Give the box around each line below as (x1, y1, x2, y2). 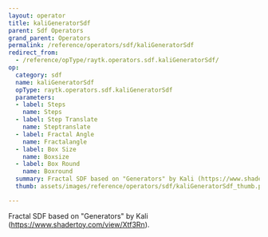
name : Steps (22, 109, 62, 117)
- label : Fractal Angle (15, 130, 94, 138)
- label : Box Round (15, 160, 81, 168)
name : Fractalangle (22, 137, 88, 146)
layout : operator (8, 11, 66, 20)
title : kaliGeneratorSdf (8, 19, 91, 27)
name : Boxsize (22, 152, 69, 160)
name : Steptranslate (22, 123, 91, 131)
